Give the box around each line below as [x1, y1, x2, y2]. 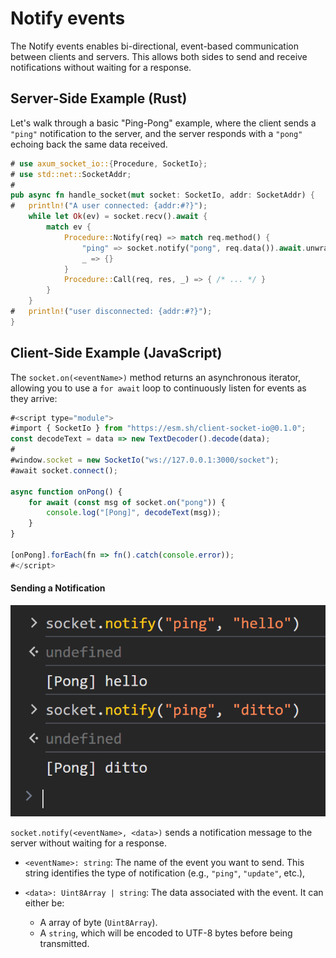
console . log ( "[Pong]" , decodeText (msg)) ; [46, 508, 222, 518]
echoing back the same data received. [10, 138, 168, 150]
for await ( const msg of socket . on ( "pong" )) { [28, 497, 226, 507]
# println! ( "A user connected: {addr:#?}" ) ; [10, 201, 208, 211]
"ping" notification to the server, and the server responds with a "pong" [10, 127, 303, 139]
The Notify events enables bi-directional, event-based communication [10, 40, 299, 52]
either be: [24, 897, 65, 909]
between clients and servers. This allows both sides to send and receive [10, 50, 308, 62]
